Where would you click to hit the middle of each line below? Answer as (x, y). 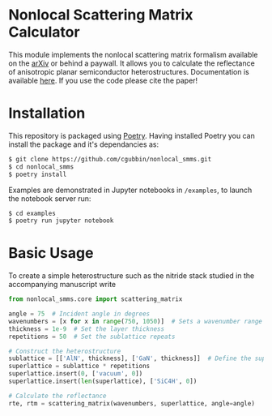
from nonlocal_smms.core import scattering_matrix (96, 299)
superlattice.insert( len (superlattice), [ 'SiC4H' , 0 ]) (103, 382)
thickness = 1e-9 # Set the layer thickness (86, 329)
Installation (47, 113)
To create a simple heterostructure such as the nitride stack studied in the (132, 276)
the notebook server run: (50, 198)
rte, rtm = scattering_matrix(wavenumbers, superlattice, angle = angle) (132, 403)
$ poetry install (38, 174)
